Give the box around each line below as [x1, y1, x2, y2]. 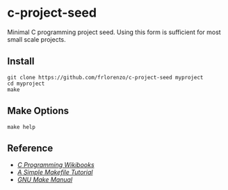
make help [7, 123, 36, 130]
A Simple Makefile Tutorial [17, 168, 93, 177]
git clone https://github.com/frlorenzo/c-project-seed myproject [7, 74, 204, 81]
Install [7, 56, 35, 68]
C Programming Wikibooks [17, 161, 95, 169]
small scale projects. [7, 35, 66, 43]
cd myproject [7, 80, 45, 87]
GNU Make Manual [17, 175, 73, 184]
